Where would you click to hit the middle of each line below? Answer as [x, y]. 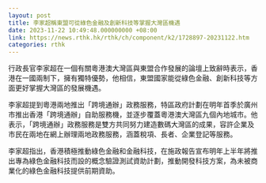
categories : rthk [37, 45]
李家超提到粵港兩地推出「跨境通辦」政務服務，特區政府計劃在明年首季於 [126, 105]
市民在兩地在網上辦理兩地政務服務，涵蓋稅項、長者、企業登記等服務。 [123, 134]
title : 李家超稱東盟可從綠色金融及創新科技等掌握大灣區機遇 [94, 23]
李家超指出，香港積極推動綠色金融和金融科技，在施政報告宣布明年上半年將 [129, 151]
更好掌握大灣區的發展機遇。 [60, 88]
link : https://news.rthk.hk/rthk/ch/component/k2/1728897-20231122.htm [129, 37]
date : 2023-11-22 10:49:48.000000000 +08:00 [83, 30]
